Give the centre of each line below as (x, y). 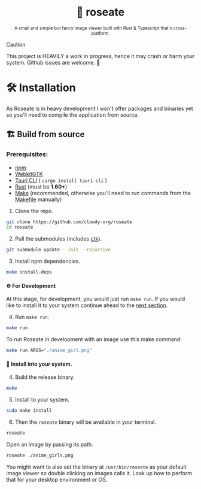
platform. (100, 33)
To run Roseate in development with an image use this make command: (94, 339)
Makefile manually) (38, 199)
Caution (16, 44)
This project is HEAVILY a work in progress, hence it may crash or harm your (100, 56)
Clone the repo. (34, 211)
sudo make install (29, 411)
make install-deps (29, 272)
